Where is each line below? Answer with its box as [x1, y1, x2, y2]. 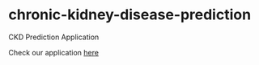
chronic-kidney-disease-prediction [8, 6, 252, 24]
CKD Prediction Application [8, 32, 100, 42]
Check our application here [8, 47, 100, 57]
